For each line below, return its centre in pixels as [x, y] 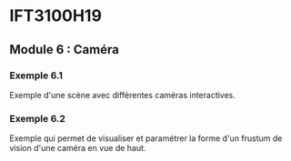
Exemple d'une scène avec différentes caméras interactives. [123, 95]
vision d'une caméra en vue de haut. [78, 148]
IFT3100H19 [56, 16]
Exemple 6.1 [36, 75]
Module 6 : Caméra [65, 50]
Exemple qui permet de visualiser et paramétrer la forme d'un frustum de [146, 138]
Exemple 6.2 [38, 118]
